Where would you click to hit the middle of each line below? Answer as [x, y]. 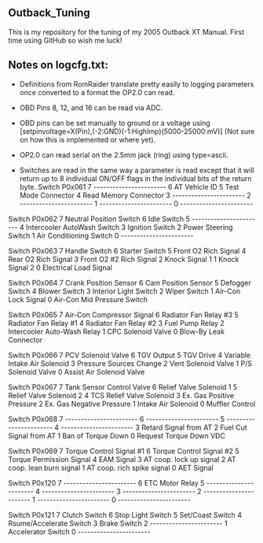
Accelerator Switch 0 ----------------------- [79, 531]
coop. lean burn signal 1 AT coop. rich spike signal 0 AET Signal [111, 467]
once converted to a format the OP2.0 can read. [97, 92]
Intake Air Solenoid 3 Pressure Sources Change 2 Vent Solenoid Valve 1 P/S [130, 363]
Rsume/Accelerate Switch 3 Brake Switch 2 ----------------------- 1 [118, 523]
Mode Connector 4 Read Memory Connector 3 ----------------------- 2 [135, 195]
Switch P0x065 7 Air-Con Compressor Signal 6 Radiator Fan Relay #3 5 [123, 315]
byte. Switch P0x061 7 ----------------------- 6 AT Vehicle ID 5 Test [129, 187]
